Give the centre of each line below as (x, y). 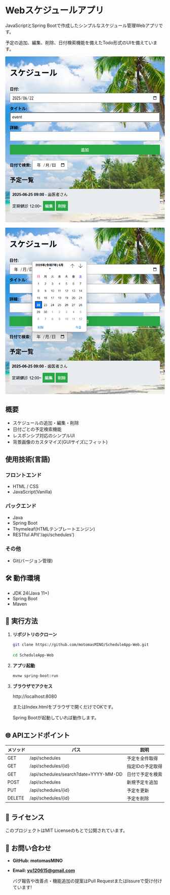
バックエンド (21, 506)
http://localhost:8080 (35, 696)
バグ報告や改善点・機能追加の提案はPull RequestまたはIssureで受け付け (87, 881)
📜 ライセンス (25, 817)
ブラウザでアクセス (33, 686)
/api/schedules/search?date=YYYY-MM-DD (76, 774)
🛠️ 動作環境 (23, 578)
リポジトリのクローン (35, 634)
